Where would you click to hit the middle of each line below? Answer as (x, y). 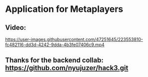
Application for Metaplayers (64, 9)
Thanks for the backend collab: (54, 60)
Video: (16, 28)
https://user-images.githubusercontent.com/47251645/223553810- (74, 39)
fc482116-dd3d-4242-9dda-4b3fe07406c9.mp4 (55, 45)
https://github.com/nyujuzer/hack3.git (67, 68)
